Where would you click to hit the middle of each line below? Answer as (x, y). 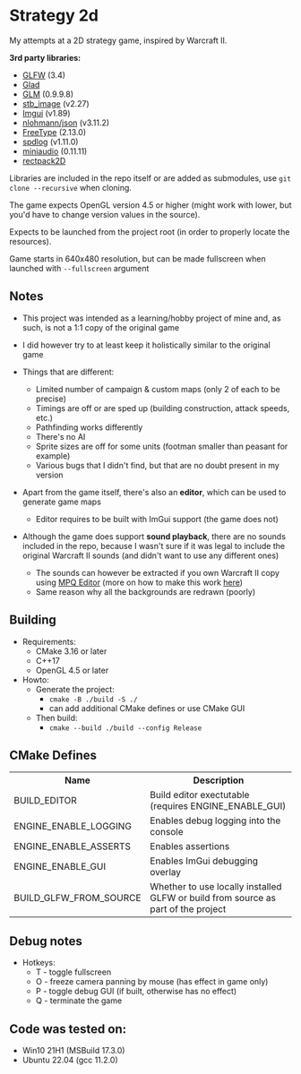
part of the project (188, 909)
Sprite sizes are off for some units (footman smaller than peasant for (162, 446)
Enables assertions (190, 846)
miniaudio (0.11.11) (55, 151)
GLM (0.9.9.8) (48, 94)
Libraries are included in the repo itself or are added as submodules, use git (150, 178)
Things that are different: (68, 372)
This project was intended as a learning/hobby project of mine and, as (151, 318)
